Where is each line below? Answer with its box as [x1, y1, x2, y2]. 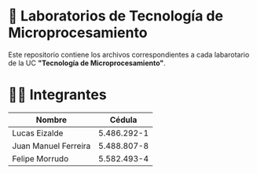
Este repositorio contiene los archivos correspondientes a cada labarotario [8, 50, 250, 59]
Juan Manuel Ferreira [12, 140, 91, 151]
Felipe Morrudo [12, 153, 69, 164]
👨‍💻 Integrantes [8, 86, 108, 104]
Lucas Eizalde [12, 128, 64, 139]
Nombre [35, 114, 67, 125]
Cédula [109, 114, 138, 125]
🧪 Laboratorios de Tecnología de [8, 7, 224, 25]
